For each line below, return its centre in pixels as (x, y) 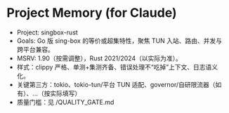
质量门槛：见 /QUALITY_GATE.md (65, 102)
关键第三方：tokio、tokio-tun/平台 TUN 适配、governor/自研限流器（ (116, 84)
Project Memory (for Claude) (92, 13)
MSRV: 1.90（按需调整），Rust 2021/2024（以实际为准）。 (99, 58)
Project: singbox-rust (47, 32)
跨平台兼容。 (35, 49)
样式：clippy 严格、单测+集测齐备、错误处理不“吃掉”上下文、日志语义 (117, 67)
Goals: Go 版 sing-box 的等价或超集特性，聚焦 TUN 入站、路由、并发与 (119, 41)
